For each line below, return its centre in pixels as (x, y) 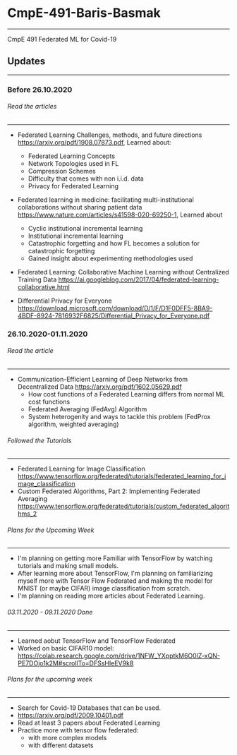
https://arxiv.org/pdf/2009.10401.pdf (70, 715)
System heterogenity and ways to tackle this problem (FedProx (119, 417)
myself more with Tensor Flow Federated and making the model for (115, 581)
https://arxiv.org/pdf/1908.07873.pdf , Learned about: (94, 142)
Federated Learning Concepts (71, 156)
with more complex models (67, 737)
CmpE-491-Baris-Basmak (84, 13)
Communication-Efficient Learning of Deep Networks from (103, 379)
